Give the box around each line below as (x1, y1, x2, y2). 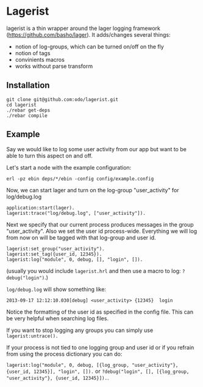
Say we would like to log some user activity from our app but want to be (6, 145, 187, 152)
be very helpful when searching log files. (6, 314, 109, 322)
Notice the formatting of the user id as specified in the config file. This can (6, 308, 194, 315)
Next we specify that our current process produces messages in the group (6, 220, 194, 228)
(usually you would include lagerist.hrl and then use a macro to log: (6, 267, 181, 274)
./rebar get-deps (6, 107, 51, 113)
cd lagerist (6, 102, 37, 108)
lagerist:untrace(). (6, 333, 59, 339)
